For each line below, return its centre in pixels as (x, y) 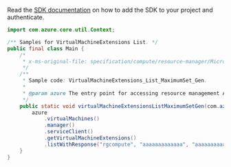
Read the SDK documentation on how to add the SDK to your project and (110, 10)
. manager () (59, 125)
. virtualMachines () (71, 119)
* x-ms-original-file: (55, 61)
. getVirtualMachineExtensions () (90, 138)
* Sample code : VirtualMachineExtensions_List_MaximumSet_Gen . (115, 81)
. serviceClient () (69, 132)
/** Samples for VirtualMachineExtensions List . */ (82, 42)
